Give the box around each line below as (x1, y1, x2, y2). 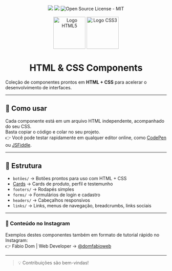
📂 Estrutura (5, 162, 42, 170)
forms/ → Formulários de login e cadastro (12, 191, 101, 198)
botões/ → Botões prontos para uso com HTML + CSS (12, 175, 127, 181)
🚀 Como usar (5, 104, 47, 113)
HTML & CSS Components (29, 62, 143, 74)
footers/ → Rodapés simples (12, 186, 74, 192)
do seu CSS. (5, 123, 32, 129)
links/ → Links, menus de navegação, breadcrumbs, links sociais (12, 202, 152, 208)
